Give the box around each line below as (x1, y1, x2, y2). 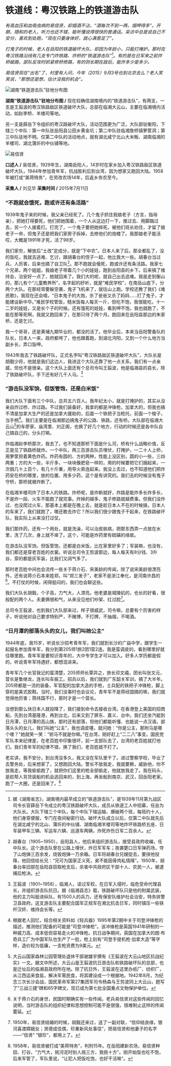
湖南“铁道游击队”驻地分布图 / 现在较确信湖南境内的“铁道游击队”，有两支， (5, 97, 161, 104)
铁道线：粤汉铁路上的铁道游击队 (5, 5, 139, 16)
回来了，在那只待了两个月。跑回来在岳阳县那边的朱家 (54, 311, 165, 317)
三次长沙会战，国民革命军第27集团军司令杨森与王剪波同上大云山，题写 (17, 979, 165, 985)
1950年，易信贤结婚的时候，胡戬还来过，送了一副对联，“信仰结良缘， (12, 1019, 158, 1025)
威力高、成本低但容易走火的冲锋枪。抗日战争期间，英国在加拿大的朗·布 (17, 930, 165, 936)
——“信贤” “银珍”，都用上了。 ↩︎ (12, 1032, 81, 1038)
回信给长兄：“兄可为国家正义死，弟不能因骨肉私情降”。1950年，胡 (26, 857, 165, 863)
